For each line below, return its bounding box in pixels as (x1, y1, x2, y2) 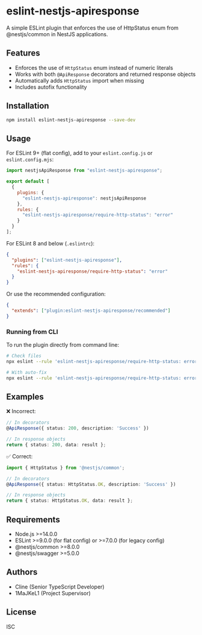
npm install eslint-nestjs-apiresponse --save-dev (6, 116, 136, 123)
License (6, 607, 37, 618)
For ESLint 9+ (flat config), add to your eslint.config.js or (6, 150, 153, 157)
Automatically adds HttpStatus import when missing (14, 77, 144, 84)
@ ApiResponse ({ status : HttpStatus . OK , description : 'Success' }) (6, 481, 176, 487)
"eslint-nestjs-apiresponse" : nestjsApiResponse (22, 195, 147, 201)
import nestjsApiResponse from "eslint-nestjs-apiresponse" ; (6, 168, 163, 174)
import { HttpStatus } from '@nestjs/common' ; (6, 464, 125, 471)
